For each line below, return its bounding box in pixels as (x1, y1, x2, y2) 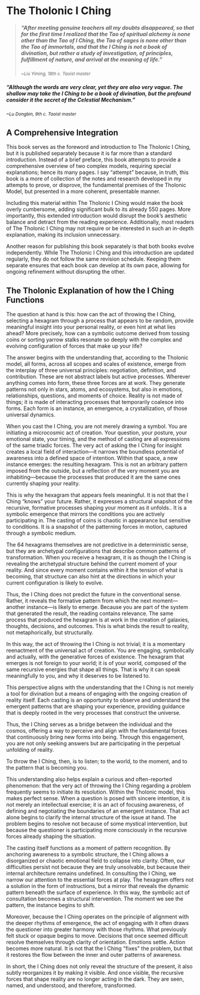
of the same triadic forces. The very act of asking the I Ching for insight (6, 442, 182, 449)
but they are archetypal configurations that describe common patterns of (6, 547, 186, 555)
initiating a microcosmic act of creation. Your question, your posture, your (6, 428, 187, 436)
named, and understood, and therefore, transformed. (6, 981, 136, 989)
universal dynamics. (6, 411, 56, 418)
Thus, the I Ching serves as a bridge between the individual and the (6, 721, 173, 728)
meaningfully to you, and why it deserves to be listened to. (6, 672, 150, 679)
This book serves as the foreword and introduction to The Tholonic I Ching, (6, 143, 191, 151)
